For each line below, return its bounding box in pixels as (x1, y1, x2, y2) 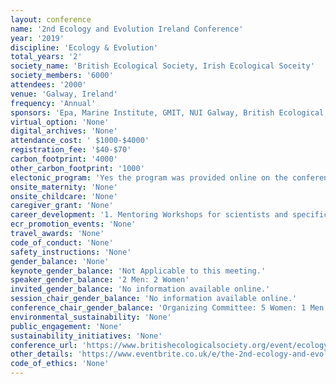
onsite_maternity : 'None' (10, 182, 118, 192)
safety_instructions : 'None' (10, 247, 132, 257)
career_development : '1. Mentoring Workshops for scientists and (10, 210, 288, 220)
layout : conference (10, 14, 92, 25)
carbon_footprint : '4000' (10, 154, 118, 164)
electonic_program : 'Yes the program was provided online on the (10, 172, 288, 183)
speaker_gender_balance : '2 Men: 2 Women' (10, 275, 190, 285)
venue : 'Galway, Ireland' (10, 89, 118, 99)
